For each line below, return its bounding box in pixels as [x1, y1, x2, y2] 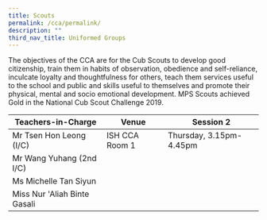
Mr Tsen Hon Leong [12, 130, 86, 141]
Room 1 [106, 140, 136, 151]
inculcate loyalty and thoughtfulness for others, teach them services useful [8, 72, 254, 82]
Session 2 [192, 117, 230, 128]
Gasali [12, 199, 36, 210]
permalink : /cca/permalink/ [8, 19, 102, 27]
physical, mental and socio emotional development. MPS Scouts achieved [8, 89, 250, 99]
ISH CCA [106, 130, 139, 141]
